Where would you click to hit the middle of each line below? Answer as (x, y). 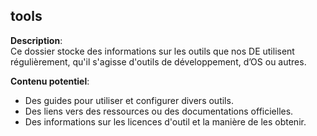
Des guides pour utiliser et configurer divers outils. (129, 100)
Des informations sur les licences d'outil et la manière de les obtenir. (165, 121)
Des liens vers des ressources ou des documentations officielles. (159, 111)
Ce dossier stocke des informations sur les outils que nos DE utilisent (152, 51)
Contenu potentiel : (50, 81)
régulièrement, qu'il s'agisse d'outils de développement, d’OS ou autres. (158, 61)
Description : (36, 40)
